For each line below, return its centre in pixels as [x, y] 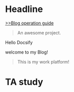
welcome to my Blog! [27, 52]
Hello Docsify [19, 42]
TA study [24, 82]
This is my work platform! [43, 61]
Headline [24, 9]
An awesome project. [39, 32]
